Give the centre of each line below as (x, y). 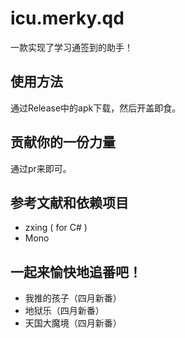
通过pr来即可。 (41, 168)
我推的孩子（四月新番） (73, 298)
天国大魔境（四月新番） (73, 323)
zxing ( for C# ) (56, 228)
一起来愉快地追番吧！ (76, 272)
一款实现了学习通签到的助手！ (71, 47)
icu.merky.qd (67, 18)
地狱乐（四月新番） (64, 311)
